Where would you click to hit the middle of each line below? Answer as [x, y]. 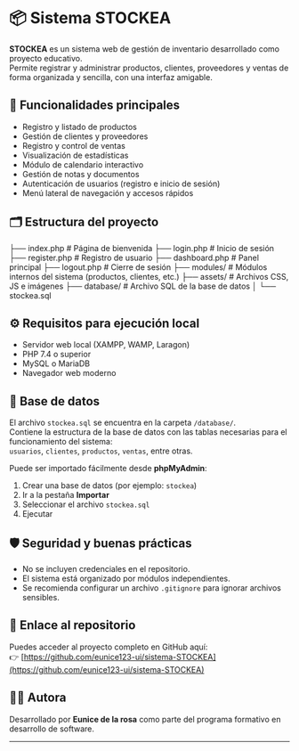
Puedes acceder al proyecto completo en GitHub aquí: [109, 647]
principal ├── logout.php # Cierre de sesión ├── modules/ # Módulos [138, 267]
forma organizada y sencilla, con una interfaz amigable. [111, 77]
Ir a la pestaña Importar [65, 495]
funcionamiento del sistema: [61, 442]
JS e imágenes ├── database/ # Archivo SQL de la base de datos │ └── [143, 286]
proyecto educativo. [46, 58]
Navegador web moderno [69, 373]
